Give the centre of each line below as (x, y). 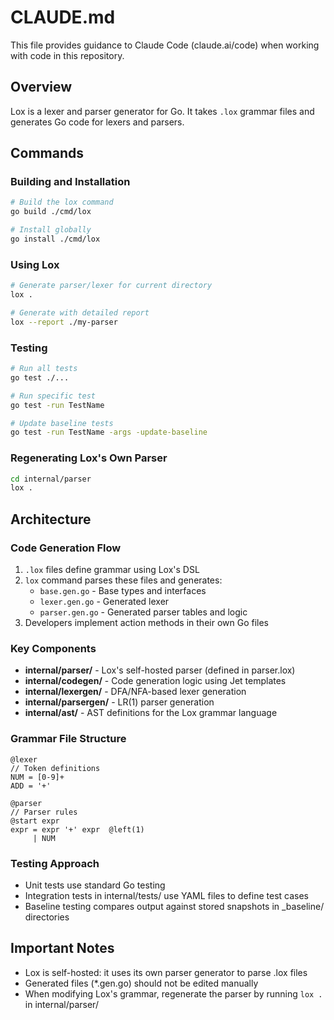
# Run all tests (44, 369)
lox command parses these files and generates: (123, 580)
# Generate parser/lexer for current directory (111, 286)
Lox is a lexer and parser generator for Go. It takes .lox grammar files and (162, 111)
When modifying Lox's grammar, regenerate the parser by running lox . (173, 993)
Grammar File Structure (68, 739)
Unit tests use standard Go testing (95, 885)
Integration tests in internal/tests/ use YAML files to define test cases (166, 895)
